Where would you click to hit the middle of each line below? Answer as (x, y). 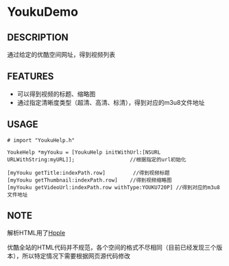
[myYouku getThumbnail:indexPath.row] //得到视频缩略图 (89, 180)
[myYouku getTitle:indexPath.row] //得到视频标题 (88, 173)
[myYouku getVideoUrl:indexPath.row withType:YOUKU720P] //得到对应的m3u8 (114, 187)
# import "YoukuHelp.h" (41, 140)
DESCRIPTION (38, 37)
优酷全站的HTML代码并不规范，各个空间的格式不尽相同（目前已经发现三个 (112, 247)
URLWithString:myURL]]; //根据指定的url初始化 (97, 159)
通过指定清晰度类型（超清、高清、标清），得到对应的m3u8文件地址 (111, 102)
